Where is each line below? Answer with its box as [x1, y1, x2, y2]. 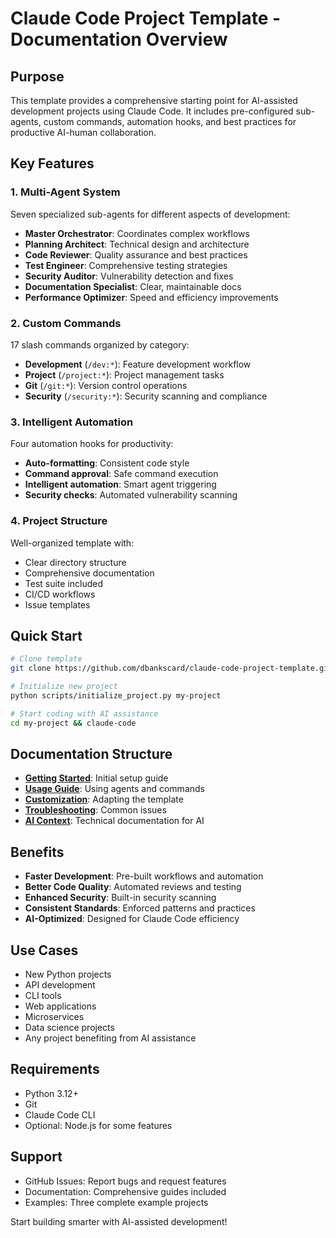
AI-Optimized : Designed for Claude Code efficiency [24, 913, 240, 925]
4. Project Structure [10, 514, 108, 528]
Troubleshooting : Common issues [24, 804, 167, 816]
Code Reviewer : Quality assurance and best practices [24, 248, 248, 261]
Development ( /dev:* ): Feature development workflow [24, 358, 252, 370]
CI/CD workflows [24, 588, 96, 600]
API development [24, 979, 96, 991]
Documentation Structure [10, 746, 173, 763]
